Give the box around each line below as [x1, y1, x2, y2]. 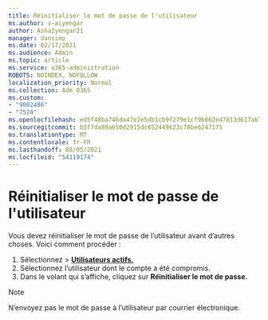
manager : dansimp [8, 34, 66, 42]
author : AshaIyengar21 [8, 26, 84, 34]
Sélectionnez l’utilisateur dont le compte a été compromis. [19, 263, 211, 273]
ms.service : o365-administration [8, 64, 120, 72]
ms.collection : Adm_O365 [8, 86, 91, 94]
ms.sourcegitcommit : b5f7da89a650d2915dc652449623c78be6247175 [8, 123, 223, 131]
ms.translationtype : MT [8, 130, 88, 138]
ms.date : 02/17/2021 [8, 42, 77, 50]
